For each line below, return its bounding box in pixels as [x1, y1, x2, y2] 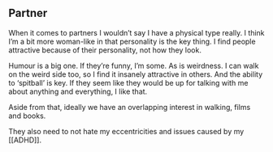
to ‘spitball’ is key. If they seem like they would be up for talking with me [8, 78, 249, 87]
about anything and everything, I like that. [8, 87, 148, 96]
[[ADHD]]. [8, 135, 42, 145]
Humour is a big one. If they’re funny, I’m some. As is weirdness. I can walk [8, 61, 259, 70]
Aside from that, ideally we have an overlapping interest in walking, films [8, 102, 251, 112]
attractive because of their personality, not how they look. [8, 44, 201, 55]
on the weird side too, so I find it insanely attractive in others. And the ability [8, 69, 263, 79]
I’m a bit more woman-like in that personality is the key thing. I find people [8, 36, 256, 46]
